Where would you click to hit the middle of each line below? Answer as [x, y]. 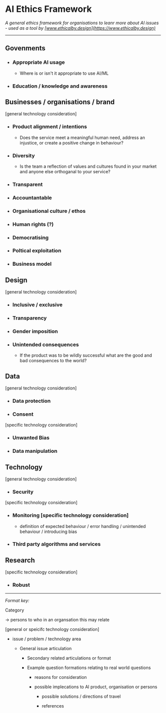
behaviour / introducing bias [48, 531]
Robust [21, 585]
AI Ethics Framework [49, 9]
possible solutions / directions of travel [81, 696]
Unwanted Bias [31, 438]
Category [15, 610]
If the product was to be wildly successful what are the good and [86, 355]
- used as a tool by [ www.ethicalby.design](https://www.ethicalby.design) [80, 28]
